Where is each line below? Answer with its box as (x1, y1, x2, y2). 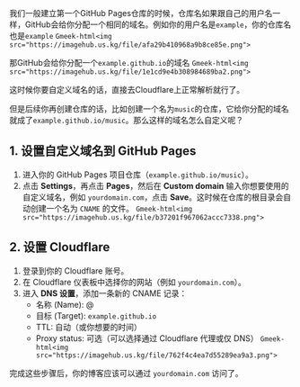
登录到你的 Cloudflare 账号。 (22, 265, 129, 276)
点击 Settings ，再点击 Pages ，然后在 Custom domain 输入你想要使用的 (22, 180, 289, 191)
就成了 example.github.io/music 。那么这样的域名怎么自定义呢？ (9, 115, 244, 125)
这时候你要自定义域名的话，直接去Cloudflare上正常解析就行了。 (9, 85, 245, 94)
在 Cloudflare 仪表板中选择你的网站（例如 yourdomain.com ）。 (22, 276, 247, 287)
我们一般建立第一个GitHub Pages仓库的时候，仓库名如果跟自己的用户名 (9, 8, 273, 18)
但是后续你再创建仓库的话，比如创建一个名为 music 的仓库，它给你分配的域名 (9, 103, 289, 114)
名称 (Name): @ (35, 299, 94, 310)
